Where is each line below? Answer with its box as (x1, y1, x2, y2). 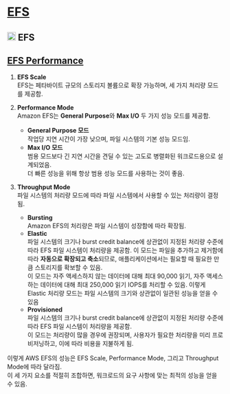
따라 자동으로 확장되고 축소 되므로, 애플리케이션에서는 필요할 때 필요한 (27, 255, 213, 263)
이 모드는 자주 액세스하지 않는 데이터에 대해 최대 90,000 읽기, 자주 (27, 272, 205, 281)
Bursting (27, 214, 53, 222)
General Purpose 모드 (27, 127, 89, 135)
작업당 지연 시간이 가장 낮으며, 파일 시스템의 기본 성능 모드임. (27, 135, 190, 143)
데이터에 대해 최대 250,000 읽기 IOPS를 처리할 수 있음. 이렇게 (40, 281, 206, 289)
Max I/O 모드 (27, 144, 63, 152)
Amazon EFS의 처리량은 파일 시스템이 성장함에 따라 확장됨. (27, 221, 187, 230)
